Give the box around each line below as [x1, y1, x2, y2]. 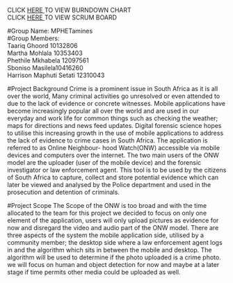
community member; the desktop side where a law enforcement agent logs [7, 238, 223, 246]
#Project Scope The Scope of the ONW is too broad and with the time [7, 202, 207, 209]
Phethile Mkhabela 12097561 [7, 56, 89, 65]
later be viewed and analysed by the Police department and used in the [7, 181, 211, 188]
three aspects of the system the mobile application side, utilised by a [7, 231, 204, 239]
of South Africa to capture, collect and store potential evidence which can [7, 173, 219, 181]
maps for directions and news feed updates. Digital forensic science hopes [7, 122, 222, 129]
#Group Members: [7, 34, 61, 42]
